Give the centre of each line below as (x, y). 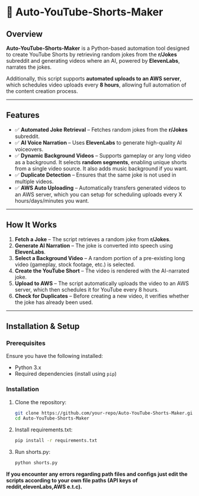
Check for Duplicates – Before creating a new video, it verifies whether (102, 296)
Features (23, 115)
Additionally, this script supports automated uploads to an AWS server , (94, 79)
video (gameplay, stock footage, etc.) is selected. (75, 264)
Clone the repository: (41, 402)
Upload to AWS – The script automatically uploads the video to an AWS (102, 283)
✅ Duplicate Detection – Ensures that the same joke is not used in (95, 175)
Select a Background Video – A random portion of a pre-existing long (100, 258)
